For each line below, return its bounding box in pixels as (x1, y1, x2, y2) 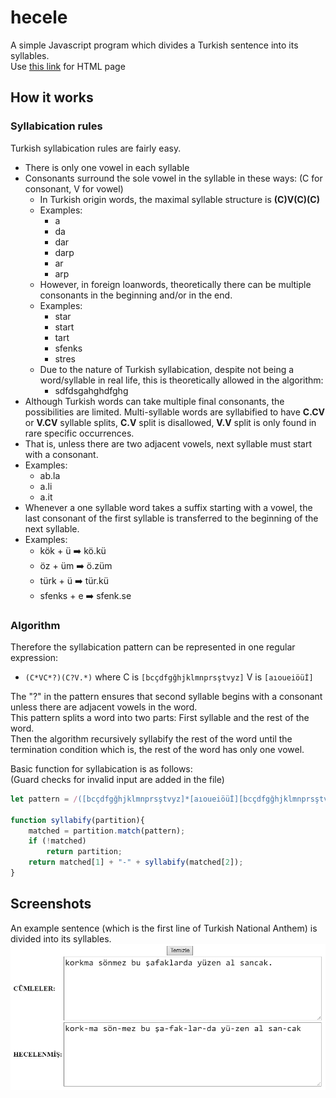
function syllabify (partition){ (10, 815, 145, 825)
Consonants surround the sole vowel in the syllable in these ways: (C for (24, 172, 323, 184)
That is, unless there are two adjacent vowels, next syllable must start (24, 437, 313, 450)
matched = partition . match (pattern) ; (28, 826, 186, 836)
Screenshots (10, 896, 92, 913)
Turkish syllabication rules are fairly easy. (10, 142, 182, 154)
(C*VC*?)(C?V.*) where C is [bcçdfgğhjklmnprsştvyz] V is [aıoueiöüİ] (24, 671, 314, 683)
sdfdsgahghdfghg (54, 384, 129, 396)
